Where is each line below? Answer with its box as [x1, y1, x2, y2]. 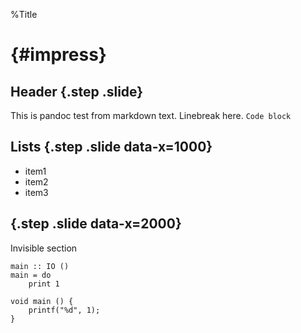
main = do [10, 270, 52, 280]
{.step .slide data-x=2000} [10, 215, 182, 233]
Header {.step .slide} [10, 83, 144, 100]
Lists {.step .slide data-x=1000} [10, 139, 213, 156]
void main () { [10, 296, 74, 306]
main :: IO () [10, 261, 70, 271]
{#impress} [10, 44, 107, 66]
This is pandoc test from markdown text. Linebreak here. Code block [10, 110, 292, 121]
